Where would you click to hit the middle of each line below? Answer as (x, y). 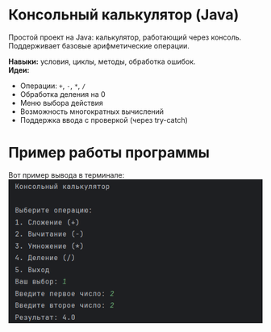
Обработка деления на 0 (63, 94)
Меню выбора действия (61, 103)
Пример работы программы (109, 153)
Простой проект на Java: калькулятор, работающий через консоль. (125, 37)
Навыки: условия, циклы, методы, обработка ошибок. (102, 61)
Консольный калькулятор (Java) (124, 15)
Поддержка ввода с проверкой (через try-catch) (104, 120)
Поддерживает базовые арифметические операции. (99, 45)
